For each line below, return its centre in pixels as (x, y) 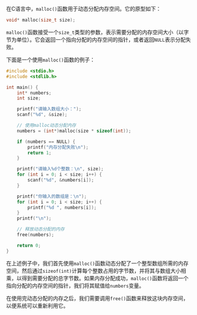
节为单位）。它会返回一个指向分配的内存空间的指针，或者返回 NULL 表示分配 (96, 39)
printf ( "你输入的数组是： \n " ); (52, 196)
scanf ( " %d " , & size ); (42, 115)
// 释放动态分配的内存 (41, 229)
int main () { (22, 87)
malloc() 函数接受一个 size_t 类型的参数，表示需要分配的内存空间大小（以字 (98, 32)
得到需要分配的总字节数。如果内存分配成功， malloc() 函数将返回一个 (105, 278)
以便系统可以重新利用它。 (37, 305)
